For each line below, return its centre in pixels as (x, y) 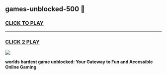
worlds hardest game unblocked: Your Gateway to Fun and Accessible (79, 62)
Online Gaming (21, 67)
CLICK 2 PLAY (22, 41)
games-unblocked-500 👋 (45, 9)
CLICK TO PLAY (24, 23)
